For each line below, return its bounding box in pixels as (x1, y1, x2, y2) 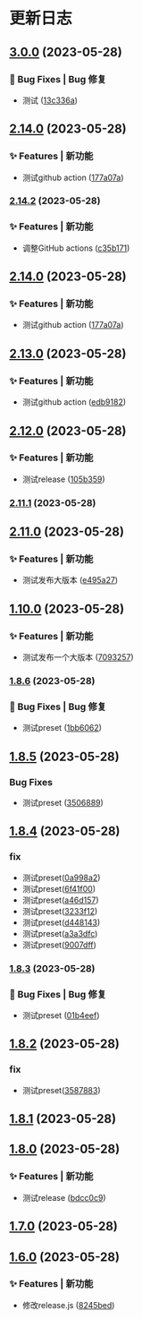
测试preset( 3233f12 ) (21, 905, 98, 916)
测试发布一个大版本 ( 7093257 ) (21, 652, 134, 663)
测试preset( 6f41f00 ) (21, 883, 96, 894)
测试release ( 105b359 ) (21, 474, 105, 484)
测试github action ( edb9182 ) (21, 397, 127, 407)
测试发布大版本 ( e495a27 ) (21, 575, 119, 586)
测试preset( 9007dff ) (21, 939, 96, 950)
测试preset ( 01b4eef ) (21, 1009, 100, 1021)
